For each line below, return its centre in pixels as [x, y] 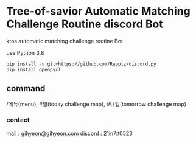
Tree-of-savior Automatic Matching [98, 11]
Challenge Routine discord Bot [85, 24]
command [26, 89]
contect [18, 120]
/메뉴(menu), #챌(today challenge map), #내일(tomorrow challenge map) [96, 104]
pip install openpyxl [34, 69]
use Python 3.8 [25, 52]
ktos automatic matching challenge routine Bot [65, 41]
